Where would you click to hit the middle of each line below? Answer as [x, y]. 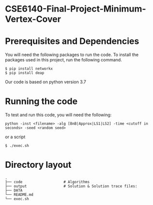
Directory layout [38, 165]
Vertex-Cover [33, 19]
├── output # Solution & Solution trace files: [71, 186]
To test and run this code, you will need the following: [58, 115]
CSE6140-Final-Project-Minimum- [76, 9]
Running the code [41, 101]
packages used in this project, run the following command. [63, 60]
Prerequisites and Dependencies [72, 41]
